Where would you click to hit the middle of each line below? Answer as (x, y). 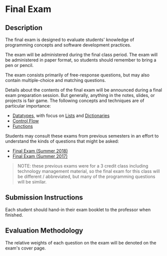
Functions (23, 126)
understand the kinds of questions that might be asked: (62, 141)
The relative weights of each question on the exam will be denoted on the (81, 242)
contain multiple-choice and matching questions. (55, 80)
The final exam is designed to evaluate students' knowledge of (70, 39)
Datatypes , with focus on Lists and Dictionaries (61, 115)
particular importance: (28, 106)
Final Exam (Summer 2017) (40, 156)
